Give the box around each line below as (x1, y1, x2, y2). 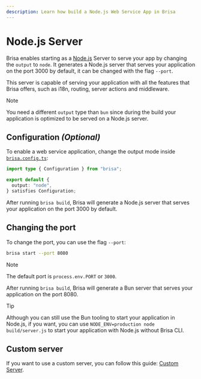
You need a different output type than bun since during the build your (6, 109, 176, 116)
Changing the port (6, 222, 76, 233)
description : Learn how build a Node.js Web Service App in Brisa (6, 8, 176, 15)
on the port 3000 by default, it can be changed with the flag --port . (6, 67, 173, 74)
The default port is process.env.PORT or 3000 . (6, 272, 117, 279)
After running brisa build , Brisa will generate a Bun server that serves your (6, 284, 193, 291)
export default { (6, 177, 50, 183)
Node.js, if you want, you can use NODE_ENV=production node (6, 320, 155, 327)
